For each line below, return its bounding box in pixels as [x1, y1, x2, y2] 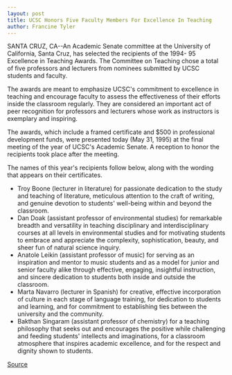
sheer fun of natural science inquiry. [17, 244, 121, 252]
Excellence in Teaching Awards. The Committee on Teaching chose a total [7, 57, 219, 65]
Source [7, 360, 28, 369]
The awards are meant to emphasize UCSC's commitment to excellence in [7, 85, 220, 94]
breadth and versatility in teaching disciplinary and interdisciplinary [17, 222, 209, 230]
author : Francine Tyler [7, 23, 76, 30]
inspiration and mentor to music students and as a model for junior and [17, 258, 220, 267]
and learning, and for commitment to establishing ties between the [17, 303, 207, 311]
